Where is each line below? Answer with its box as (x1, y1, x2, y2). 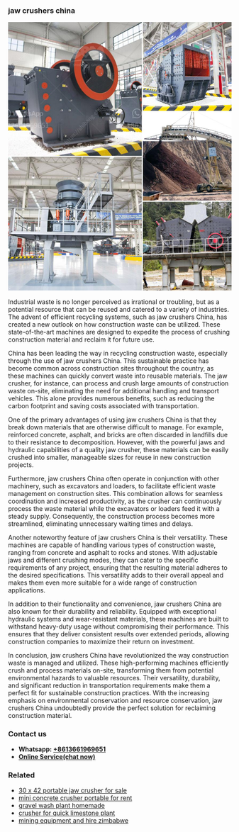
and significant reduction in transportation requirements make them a (8, 681, 211, 690)
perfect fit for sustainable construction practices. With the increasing (8, 688, 210, 697)
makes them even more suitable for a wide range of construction (8, 578, 197, 587)
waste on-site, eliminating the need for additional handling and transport (8, 386, 219, 395)
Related (8, 770, 35, 780)
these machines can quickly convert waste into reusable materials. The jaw (8, 371, 228, 380)
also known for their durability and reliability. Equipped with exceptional (8, 607, 217, 615)
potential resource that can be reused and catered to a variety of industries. (8, 305, 230, 313)
